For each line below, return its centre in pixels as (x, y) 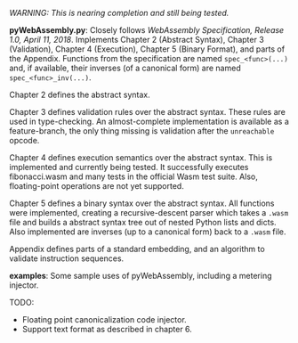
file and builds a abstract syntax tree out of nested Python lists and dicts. (143, 222)
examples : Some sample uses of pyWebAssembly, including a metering (141, 276)
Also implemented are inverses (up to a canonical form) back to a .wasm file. (148, 232)
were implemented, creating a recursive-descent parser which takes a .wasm (149, 212)
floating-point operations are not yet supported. (97, 186)
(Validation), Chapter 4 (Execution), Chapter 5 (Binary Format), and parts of (147, 49)
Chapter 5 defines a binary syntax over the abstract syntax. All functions (142, 203)
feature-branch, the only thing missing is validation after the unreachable (142, 131)
